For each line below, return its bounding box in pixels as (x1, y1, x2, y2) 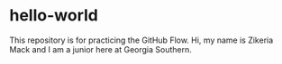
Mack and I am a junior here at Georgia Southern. (9, 44, 192, 54)
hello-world (9, 5, 99, 26)
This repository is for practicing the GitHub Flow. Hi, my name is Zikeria (9, 35, 274, 45)
